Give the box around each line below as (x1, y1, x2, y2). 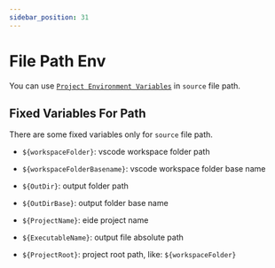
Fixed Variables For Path (9, 105, 146, 120)
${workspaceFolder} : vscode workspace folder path (21, 147, 210, 157)
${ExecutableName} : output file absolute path (21, 232, 185, 243)
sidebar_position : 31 (9, 12, 90, 22)
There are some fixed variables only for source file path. (9, 129, 213, 140)
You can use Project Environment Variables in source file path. (9, 80, 241, 91)
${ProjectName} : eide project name (21, 215, 149, 226)
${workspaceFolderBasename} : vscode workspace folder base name (21, 164, 266, 174)
